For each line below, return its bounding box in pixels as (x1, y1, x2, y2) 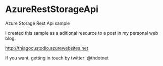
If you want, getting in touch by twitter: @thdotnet (5, 54, 109, 61)
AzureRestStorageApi (5, 4, 98, 15)
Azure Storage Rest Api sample (5, 20, 70, 26)
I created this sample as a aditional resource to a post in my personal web (5, 30, 158, 36)
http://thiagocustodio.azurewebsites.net (5, 45, 88, 51)
